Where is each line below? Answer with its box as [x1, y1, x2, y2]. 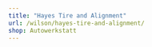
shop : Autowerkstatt [8, 26, 78, 34]
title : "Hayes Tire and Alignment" [8, 11, 127, 20]
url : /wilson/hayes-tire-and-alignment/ [8, 19, 146, 27]
